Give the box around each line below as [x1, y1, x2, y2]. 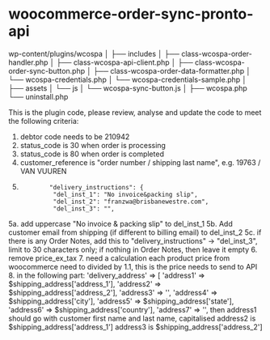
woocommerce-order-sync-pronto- [8, 5, 254, 23]
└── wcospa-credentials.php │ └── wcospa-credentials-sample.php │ [8, 74, 247, 84]
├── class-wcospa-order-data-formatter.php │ [92, 66, 251, 75]
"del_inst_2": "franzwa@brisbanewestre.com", [53, 198, 209, 206]
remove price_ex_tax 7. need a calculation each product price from [8, 253, 230, 263]
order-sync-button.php [8, 66, 86, 75]
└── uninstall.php [8, 91, 69, 101]
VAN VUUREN [19, 166, 67, 176]
